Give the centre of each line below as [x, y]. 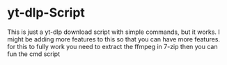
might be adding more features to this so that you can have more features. [114, 39]
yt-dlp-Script [46, 13]
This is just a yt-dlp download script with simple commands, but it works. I [114, 32]
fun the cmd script [34, 54]
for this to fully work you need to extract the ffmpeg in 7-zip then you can [112, 46]
